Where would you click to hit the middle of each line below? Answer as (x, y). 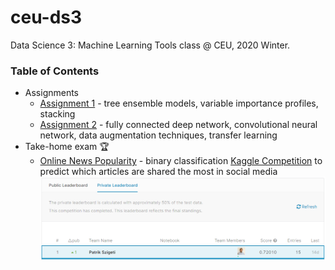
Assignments (52, 93)
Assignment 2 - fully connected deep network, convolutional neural (178, 125)
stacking (57, 114)
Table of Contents (55, 71)
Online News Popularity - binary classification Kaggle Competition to (181, 161)
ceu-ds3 (46, 17)
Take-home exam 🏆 (67, 147)
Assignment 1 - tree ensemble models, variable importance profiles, (179, 103)
